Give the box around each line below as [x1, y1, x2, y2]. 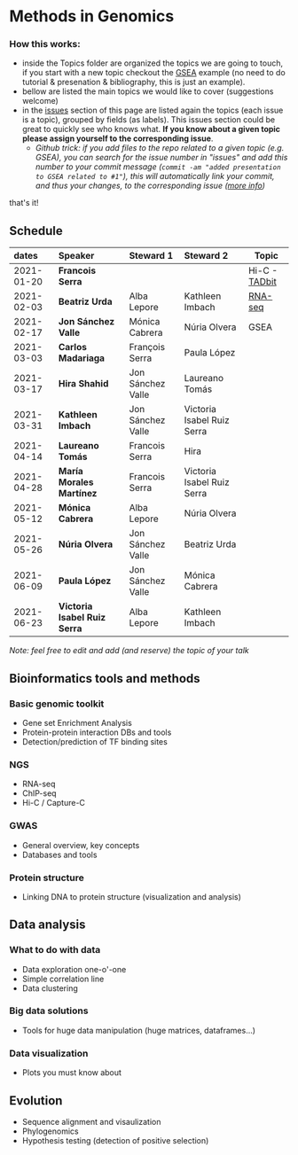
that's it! [9, 198, 39, 208]
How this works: [9, 38, 82, 51]
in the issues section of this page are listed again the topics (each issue [21, 105, 284, 116]
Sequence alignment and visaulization [21, 1116, 161, 1127]
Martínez [58, 488, 98, 500]
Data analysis [9, 917, 86, 933]
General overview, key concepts [21, 839, 140, 850]
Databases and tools [21, 849, 98, 860]
